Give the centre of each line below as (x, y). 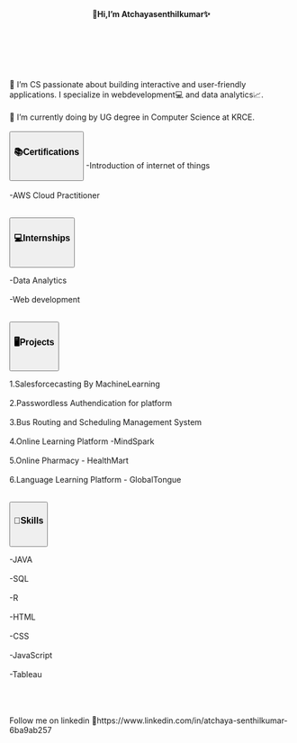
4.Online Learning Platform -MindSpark (82, 441)
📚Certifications (47, 151)
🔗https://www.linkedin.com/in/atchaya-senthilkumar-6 (189, 720)
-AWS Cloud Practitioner (55, 195)
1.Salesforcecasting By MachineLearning (85, 384)
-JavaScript (31, 655)
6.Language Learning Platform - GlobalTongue (95, 480)
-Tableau (26, 674)
